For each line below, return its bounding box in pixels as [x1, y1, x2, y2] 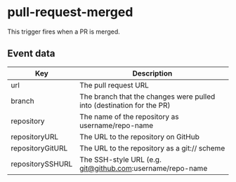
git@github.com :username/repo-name [79, 163, 208, 173]
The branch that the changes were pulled [79, 92, 216, 101]
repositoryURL [11, 132, 58, 141]
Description [132, 68, 173, 78]
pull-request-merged [7, 4, 133, 20]
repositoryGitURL [11, 143, 68, 153]
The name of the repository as [79, 111, 179, 121]
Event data [7, 48, 55, 59]
